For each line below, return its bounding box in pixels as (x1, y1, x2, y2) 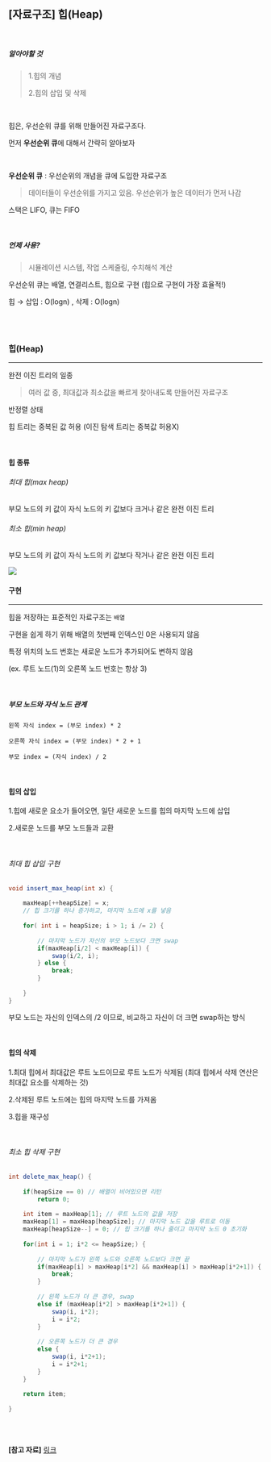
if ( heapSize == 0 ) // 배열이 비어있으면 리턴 (23, 1188, 161, 1196)
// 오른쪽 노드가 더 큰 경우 (37, 1338, 119, 1346)
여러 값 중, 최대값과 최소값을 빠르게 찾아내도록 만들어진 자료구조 (27, 388, 228, 398)
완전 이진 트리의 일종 (8, 370, 73, 381)
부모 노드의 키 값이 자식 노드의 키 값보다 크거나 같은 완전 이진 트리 (8, 503, 215, 514)
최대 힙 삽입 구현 (8, 859, 60, 868)
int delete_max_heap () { (8, 1173, 92, 1181)
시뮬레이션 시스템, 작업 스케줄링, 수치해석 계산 (27, 262, 173, 272)
